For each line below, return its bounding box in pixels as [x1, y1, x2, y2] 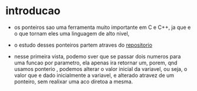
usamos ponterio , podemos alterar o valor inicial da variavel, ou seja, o [14, 65, 188, 72]
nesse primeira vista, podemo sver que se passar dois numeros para [14, 53, 181, 60]
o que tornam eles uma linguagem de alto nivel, [14, 30, 130, 37]
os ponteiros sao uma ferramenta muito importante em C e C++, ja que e [14, 24, 191, 31]
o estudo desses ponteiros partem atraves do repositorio [14, 41, 153, 48]
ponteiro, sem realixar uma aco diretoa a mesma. [14, 78, 133, 85]
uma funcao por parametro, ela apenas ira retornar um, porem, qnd [14, 59, 178, 66]
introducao [5, 4, 61, 18]
